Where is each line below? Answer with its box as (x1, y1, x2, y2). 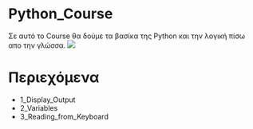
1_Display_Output (19, 95, 76, 104)
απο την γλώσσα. (8, 41, 66, 50)
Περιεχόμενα (8, 68, 100, 87)
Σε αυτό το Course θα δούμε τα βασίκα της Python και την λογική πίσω (8, 31, 246, 41)
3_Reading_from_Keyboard (19, 111, 109, 121)
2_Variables (19, 103, 58, 112)
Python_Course (8, 5, 113, 23)
